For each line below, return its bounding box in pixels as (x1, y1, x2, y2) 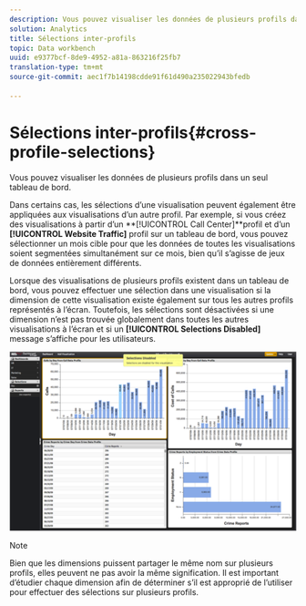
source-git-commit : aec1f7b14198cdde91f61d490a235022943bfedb (9, 73, 250, 82)
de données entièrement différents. (9, 257, 142, 268)
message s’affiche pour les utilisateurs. (9, 333, 157, 344)
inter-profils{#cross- (95, 122, 257, 143)
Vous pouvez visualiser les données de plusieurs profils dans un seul (9, 171, 269, 182)
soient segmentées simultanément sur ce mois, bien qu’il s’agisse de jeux (9, 247, 285, 259)
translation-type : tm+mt (9, 63, 104, 72)
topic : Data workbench (9, 44, 96, 53)
